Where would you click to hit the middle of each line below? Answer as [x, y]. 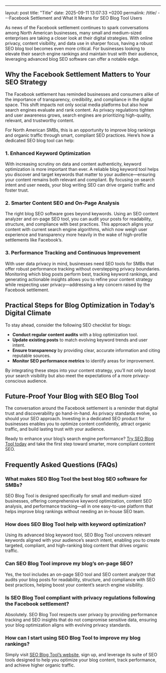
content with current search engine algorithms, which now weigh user [76, 230]
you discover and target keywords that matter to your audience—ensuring [80, 175]
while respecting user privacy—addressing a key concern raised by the [78, 284]
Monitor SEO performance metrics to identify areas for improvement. [83, 360]
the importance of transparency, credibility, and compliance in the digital [79, 99]
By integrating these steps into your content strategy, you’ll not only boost [80, 370]
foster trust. [17, 190]
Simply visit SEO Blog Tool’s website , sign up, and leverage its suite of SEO [81, 655]
